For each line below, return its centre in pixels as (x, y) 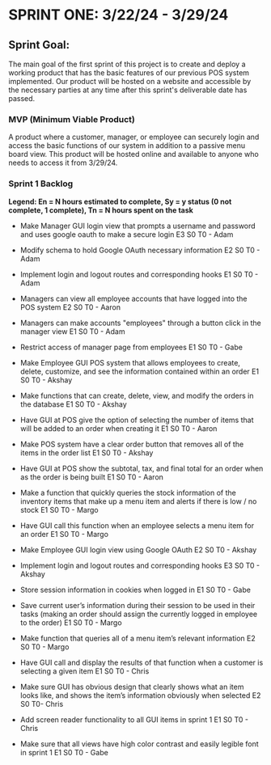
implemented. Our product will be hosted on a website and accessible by (130, 81)
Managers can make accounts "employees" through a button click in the (140, 323)
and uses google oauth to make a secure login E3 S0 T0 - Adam (127, 234)
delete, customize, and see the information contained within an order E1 (140, 371)
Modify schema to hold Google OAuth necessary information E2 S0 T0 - (140, 250)
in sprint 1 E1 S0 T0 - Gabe (64, 752)
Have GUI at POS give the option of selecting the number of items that (137, 420)
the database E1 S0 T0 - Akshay (73, 404)
